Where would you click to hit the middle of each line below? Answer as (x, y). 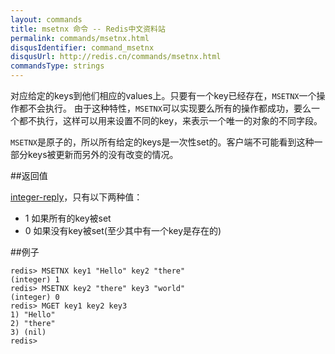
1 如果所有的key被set (68, 218)
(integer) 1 (35, 280)
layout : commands (46, 19)
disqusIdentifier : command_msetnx (82, 47)
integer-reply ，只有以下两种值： (76, 197)
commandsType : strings (57, 66)
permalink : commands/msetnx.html (80, 38)
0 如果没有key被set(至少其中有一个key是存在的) (123, 230)
